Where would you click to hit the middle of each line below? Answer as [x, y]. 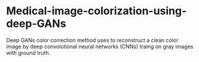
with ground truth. [28, 52]
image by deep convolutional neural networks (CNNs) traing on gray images [100, 46]
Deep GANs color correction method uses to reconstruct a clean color [92, 40]
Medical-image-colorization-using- [97, 11]
